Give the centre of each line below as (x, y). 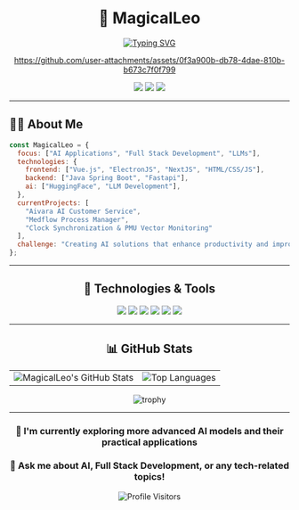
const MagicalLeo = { (49, 145)
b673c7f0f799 (149, 70)
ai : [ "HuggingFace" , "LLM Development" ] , (103, 186)
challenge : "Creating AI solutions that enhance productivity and (143, 244)
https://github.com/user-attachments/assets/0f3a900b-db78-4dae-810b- (149, 60)
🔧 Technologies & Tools (149, 289)
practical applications (149, 442)
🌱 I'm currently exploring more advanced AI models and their (149, 431)
